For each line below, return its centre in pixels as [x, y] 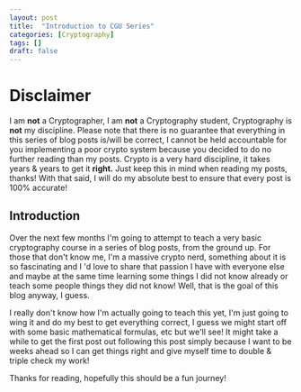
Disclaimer [50, 96]
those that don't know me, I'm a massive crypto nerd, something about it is [148, 257]
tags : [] [26, 43]
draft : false [34, 51]
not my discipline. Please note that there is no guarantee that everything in [147, 131]
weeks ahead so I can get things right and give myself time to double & [141, 351]
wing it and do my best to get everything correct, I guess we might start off [148, 322]
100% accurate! [38, 188]
